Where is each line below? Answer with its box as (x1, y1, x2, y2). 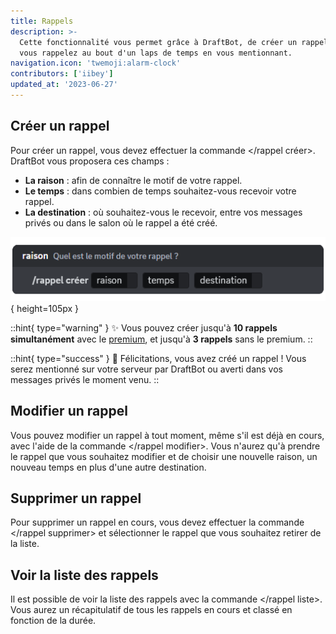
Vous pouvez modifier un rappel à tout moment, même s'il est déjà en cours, (10, 429, 325, 441)
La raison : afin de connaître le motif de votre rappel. (24, 174, 243, 186)
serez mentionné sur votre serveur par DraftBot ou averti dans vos (10, 363, 283, 375)
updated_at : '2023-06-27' (10, 80, 118, 90)
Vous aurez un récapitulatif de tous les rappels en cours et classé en (10, 604, 293, 616)
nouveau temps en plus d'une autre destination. (10, 461, 207, 473)
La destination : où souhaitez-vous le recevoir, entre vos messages (24, 206, 303, 218)
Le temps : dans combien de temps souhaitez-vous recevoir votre (24, 185, 297, 197)
